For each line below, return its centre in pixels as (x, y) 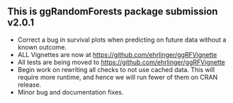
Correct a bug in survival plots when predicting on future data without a (122, 40)
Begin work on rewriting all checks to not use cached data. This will (116, 69)
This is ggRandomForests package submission (113, 12)
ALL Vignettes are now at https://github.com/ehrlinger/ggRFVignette (117, 54)
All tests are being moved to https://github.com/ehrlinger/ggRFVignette (121, 62)
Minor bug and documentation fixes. (70, 92)
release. (29, 85)
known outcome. (42, 47)
